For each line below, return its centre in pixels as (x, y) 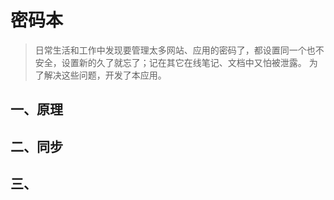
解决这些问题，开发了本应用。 (105, 75)
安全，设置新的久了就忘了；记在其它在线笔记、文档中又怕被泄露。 (170, 62)
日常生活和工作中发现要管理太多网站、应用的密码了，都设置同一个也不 (179, 50)
